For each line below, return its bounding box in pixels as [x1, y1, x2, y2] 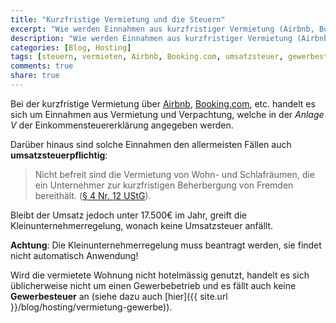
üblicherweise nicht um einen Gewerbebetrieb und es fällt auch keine [10, 279, 297, 291]
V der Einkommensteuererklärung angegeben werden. [10, 119, 234, 131]
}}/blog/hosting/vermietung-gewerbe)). [10, 301, 173, 313]
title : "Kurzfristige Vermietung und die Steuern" [10, 14, 226, 25]
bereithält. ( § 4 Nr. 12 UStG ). [34, 189, 152, 201]
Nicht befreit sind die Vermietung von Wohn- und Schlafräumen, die [34, 168, 315, 180]
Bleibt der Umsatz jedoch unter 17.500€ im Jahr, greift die [10, 209, 247, 221]
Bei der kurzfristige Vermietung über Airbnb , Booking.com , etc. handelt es [10, 97, 316, 110]
